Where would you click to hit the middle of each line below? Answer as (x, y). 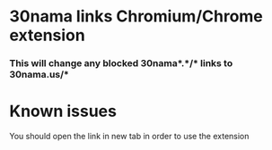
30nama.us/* (39, 75)
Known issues (63, 111)
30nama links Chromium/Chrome (136, 17)
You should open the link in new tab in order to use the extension (129, 137)
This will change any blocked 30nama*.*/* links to (121, 63)
